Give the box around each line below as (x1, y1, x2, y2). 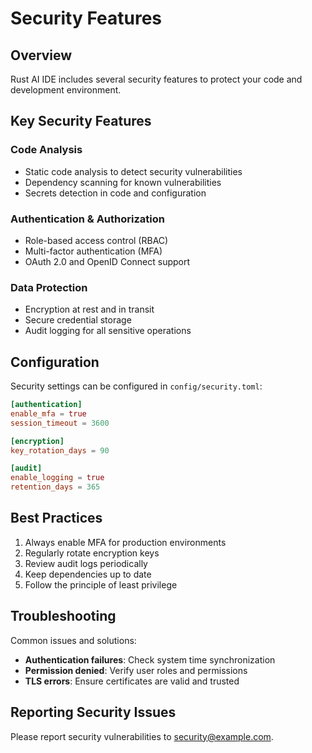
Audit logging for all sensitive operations (24, 325, 192, 337)
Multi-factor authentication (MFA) (24, 245, 163, 257)
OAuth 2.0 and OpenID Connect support (24, 255, 191, 267)
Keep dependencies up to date (24, 568, 152, 580)
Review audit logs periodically (24, 557, 148, 569)
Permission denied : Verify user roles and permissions (24, 664, 248, 676)
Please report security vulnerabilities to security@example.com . (10, 730, 274, 742)
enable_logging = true (10, 473, 105, 483)
